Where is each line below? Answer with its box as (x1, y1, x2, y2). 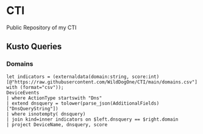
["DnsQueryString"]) (6, 105, 59, 111)
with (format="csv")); (6, 84, 64, 90)
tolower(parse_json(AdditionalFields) (60, 100, 160, 107)
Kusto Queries (6, 41, 62, 52)
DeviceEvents (6, 90, 40, 96)
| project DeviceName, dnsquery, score (6, 121, 108, 128)
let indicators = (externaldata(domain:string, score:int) (6, 74, 160, 80)
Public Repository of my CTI (6, 24, 77, 31)
